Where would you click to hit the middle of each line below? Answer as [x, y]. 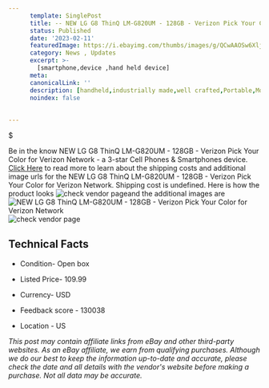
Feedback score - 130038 [62, 310]
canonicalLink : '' [60, 83]
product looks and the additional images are [117, 194]
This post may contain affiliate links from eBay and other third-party [121, 341]
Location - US [43, 325]
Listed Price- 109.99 [53, 279]
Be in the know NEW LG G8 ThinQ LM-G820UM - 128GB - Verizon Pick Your [134, 151]
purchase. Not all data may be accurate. [75, 375]
